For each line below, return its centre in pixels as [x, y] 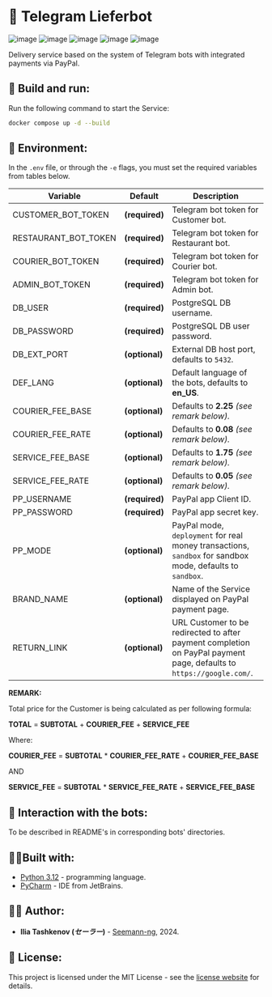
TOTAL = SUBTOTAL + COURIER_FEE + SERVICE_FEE [99, 724]
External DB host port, [214, 350]
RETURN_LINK [40, 648]
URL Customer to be [210, 622]
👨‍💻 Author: [36, 911]
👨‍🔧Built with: [42, 857]
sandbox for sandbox [210, 556]
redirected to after [206, 633]
